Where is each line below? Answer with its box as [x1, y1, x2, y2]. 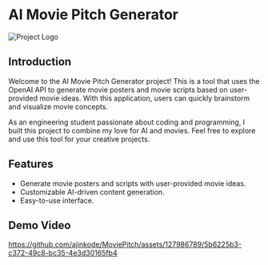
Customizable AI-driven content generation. [19, 187, 166, 196]
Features [8, 157, 54, 171]
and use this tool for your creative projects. [8, 134, 150, 144]
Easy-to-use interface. [19, 196, 94, 205]
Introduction [8, 55, 72, 69]
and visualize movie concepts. [8, 101, 108, 111]
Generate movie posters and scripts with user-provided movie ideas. [19, 178, 246, 188]
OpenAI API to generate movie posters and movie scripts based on [8, 85, 228, 94]
